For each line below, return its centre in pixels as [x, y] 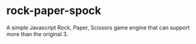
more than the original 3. [37, 34]
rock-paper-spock [54, 11]
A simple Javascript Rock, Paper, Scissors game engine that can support [98, 28]
